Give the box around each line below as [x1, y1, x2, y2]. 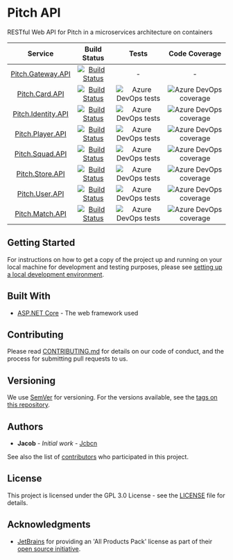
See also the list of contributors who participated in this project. [7, 453, 189, 461]
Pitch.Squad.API [14, 149, 67, 158]
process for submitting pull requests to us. [7, 354, 128, 363]
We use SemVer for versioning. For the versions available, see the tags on [7, 393, 218, 402]
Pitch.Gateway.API [10, 69, 71, 79]
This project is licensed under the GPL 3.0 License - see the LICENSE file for [7, 491, 225, 500]
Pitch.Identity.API [12, 109, 69, 119]
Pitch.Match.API [15, 208, 67, 218]
